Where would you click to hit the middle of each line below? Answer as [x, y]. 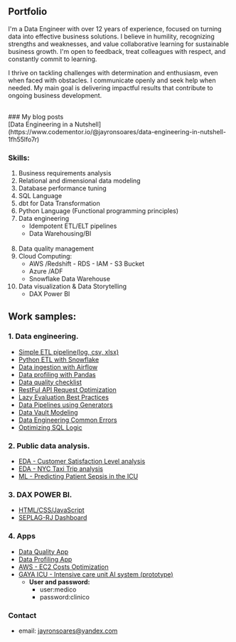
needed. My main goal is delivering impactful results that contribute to [111, 87]
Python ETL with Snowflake [59, 359]
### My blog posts [36, 116]
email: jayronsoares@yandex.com [68, 631]
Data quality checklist [50, 382]
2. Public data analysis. [49, 445]
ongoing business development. [55, 95]
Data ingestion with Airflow [58, 367]
